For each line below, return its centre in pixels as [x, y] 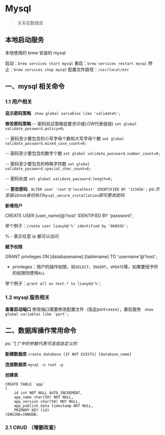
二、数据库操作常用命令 [41, 331]
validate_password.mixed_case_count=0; [46, 144]
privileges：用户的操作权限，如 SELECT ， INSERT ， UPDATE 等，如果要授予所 [85, 267]
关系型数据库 [30, 23]
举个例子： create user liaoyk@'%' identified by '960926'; [67, 226]
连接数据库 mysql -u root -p [34, 364]
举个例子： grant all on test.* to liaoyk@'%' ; [53, 284]
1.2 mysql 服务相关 [28, 297]
